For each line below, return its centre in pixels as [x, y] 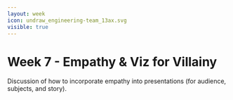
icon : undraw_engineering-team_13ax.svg [67, 20]
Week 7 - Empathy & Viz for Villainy [112, 62]
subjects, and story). [37, 89]
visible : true [28, 27]
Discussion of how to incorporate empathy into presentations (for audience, [117, 81]
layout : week [26, 14]
